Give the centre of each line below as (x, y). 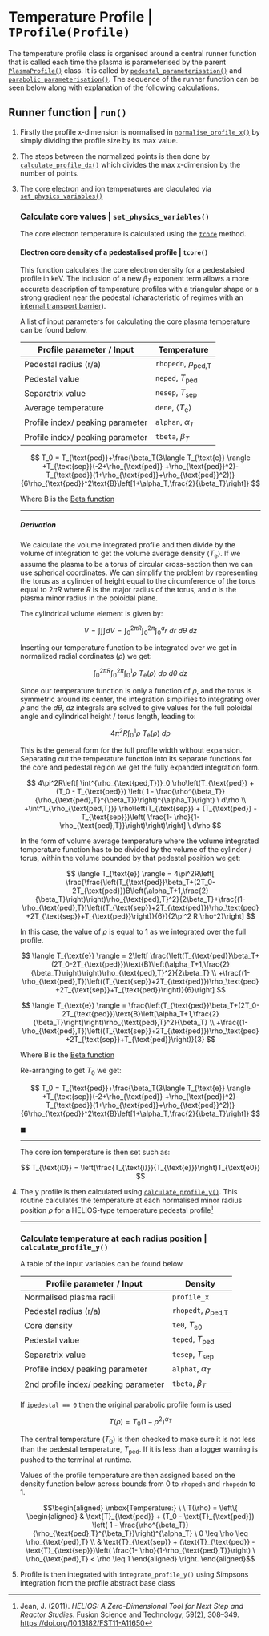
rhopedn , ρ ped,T (183, 364)
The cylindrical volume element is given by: (91, 613)
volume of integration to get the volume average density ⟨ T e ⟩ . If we (130, 555)
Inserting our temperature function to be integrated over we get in (128, 648)
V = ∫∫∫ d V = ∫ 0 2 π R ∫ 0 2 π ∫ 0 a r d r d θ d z (141, 630)
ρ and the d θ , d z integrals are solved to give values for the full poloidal (136, 707)
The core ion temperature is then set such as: (95, 1152)
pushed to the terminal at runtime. (76, 1460)
